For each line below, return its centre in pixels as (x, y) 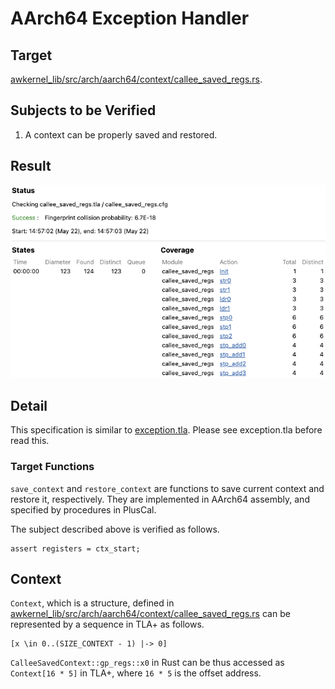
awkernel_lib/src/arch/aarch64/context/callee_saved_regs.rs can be (150, 614)
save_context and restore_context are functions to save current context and (167, 488)
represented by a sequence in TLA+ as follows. (107, 624)
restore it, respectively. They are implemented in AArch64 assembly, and (160, 499)
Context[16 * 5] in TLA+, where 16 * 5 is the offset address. (136, 673)
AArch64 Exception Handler (130, 18)
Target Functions (52, 467)
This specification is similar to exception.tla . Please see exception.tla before (166, 430)
